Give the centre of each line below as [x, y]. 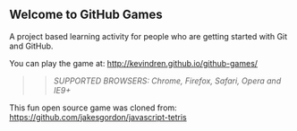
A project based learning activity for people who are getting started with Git [148, 36]
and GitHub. [31, 46]
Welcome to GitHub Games [86, 15]
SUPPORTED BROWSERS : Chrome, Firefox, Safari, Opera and [167, 81]
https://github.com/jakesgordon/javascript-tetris [98, 117]
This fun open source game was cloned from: [93, 108]
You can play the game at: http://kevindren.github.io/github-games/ [133, 63]
